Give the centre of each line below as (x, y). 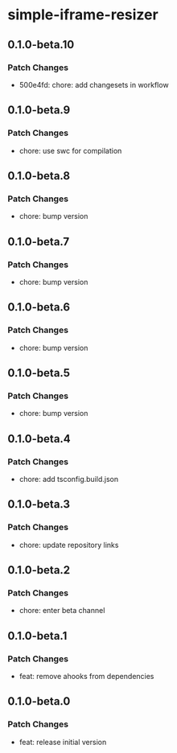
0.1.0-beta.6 (39, 307)
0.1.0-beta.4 (39, 439)
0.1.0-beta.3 (39, 504)
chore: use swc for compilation (70, 150)
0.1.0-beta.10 (41, 45)
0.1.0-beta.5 (39, 373)
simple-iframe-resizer (83, 15)
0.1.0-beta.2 (39, 570)
